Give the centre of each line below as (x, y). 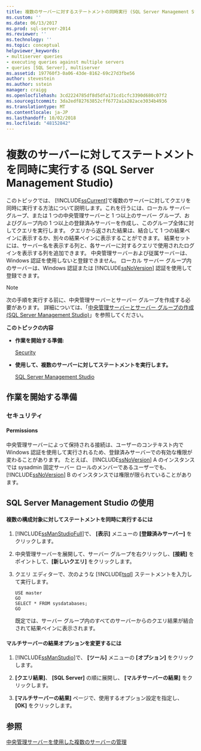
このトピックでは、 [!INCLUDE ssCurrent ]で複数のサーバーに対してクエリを (99, 201)
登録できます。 (25, 276)
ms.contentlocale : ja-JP (37, 112)
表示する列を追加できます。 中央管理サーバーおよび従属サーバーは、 (106, 253)
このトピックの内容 (30, 328)
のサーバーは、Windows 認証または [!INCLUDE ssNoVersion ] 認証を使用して (99, 268)
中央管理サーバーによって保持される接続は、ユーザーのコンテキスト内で (95, 444)
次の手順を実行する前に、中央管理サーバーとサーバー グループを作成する (96, 300)
